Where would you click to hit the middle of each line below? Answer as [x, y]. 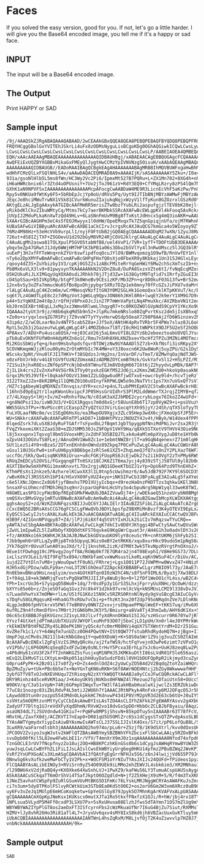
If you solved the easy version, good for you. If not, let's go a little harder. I [99, 27]
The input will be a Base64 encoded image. [61, 74]
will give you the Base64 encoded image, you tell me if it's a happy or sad [98, 34]
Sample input [32, 127]
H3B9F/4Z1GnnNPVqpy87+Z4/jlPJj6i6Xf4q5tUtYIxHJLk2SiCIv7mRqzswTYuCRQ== [99, 520]
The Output [28, 94]
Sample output [35, 842]
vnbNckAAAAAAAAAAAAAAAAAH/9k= [45, 824]
